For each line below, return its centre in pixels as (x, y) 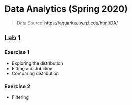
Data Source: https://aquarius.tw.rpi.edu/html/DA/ (67, 23)
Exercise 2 (18, 86)
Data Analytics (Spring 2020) (66, 9)
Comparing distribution (35, 73)
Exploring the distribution (37, 63)
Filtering (20, 97)
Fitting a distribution (32, 68)
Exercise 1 (17, 52)
